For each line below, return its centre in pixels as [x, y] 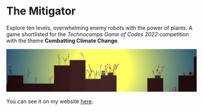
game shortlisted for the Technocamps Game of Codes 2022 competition [98, 34]
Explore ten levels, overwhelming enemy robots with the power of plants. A [99, 28]
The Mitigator [41, 11]
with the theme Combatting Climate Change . [63, 40]
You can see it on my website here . [50, 101]
